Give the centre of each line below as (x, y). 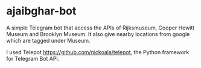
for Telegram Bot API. (33, 58)
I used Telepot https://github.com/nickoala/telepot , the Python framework (98, 52)
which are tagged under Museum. (48, 40)
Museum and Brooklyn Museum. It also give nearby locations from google (98, 34)
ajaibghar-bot (41, 11)
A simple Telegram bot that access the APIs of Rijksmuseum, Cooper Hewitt (101, 28)
